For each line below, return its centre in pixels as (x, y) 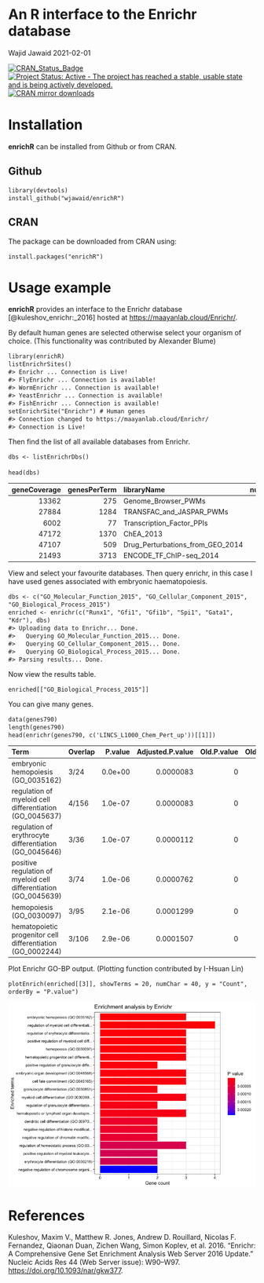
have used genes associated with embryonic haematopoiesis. (108, 581)
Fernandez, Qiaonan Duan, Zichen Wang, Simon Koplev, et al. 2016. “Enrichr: (132, 1245)
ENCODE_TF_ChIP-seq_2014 (171, 556)
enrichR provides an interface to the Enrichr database (95, 309)
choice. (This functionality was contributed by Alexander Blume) (112, 341)
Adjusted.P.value (165, 752)
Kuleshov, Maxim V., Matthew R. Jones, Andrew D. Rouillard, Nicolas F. (123, 1237)
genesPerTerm (92, 489)
